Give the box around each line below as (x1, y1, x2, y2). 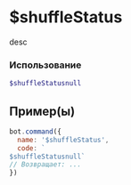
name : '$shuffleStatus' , (17, 135, 110, 144)
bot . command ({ (9, 127, 62, 136)
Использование (9, 59, 82, 71)
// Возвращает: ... (9, 160, 82, 169)
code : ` (17, 143, 46, 153)
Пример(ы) (9, 103, 76, 118)
